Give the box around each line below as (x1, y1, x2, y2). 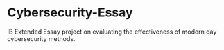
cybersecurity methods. (7, 34, 76, 42)
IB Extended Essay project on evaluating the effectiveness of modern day (7, 27, 217, 36)
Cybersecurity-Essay (7, 5, 133, 21)
